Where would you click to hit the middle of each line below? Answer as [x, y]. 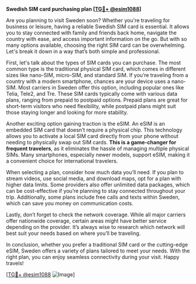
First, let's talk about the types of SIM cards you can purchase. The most [94, 63]
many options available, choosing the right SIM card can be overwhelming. [96, 45]
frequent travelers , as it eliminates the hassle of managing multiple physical [98, 148]
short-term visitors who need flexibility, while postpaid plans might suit [91, 106]
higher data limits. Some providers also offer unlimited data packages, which [98, 185]
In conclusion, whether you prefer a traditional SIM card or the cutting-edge [97, 245]
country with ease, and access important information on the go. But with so [97, 39]
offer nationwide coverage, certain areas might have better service [86, 221]
